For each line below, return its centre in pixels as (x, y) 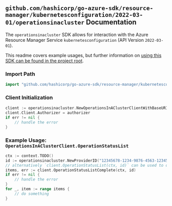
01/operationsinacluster (45, 23)
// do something (32, 194)
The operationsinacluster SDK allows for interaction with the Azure (77, 34)
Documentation (111, 22)
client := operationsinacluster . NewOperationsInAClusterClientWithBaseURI (87, 108)
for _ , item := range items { (38, 189)
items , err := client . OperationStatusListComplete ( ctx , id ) (71, 170)
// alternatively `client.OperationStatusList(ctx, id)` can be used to (84, 165)
